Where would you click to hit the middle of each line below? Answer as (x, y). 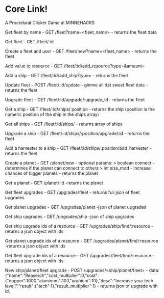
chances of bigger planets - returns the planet (52, 173)
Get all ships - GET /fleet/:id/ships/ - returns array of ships (64, 124)
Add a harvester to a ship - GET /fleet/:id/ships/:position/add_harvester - (78, 148)
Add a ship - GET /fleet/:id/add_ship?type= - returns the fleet (67, 75)
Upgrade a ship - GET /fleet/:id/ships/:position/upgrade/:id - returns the (77, 133)
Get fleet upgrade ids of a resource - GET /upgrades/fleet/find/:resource (78, 255)
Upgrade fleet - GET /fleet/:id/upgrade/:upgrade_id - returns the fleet (75, 100)
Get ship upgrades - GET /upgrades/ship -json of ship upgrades (70, 217)
